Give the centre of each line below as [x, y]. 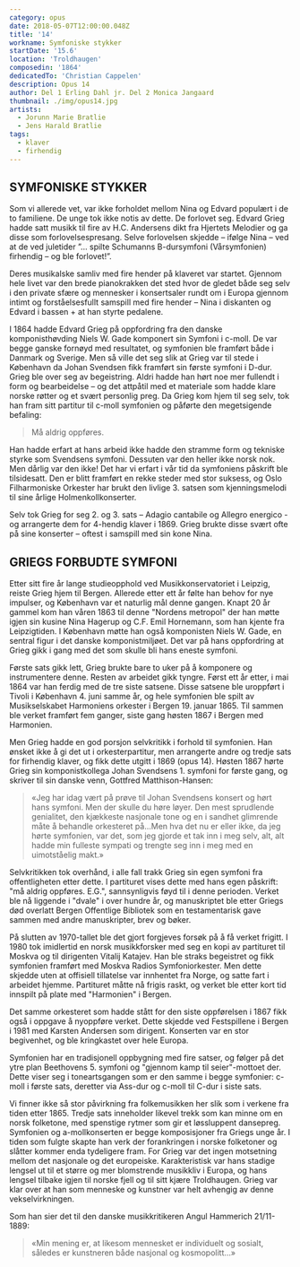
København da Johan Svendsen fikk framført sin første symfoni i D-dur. [141, 368]
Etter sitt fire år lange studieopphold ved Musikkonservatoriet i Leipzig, [140, 584]
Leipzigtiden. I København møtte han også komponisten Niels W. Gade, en [146, 631]
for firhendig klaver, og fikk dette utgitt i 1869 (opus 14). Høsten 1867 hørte [146, 761]
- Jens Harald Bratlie [60, 126]
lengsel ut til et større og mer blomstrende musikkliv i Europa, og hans [138, 1170]
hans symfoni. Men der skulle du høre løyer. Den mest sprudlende [153, 807]
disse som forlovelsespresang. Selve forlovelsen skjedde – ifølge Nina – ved [149, 238]
